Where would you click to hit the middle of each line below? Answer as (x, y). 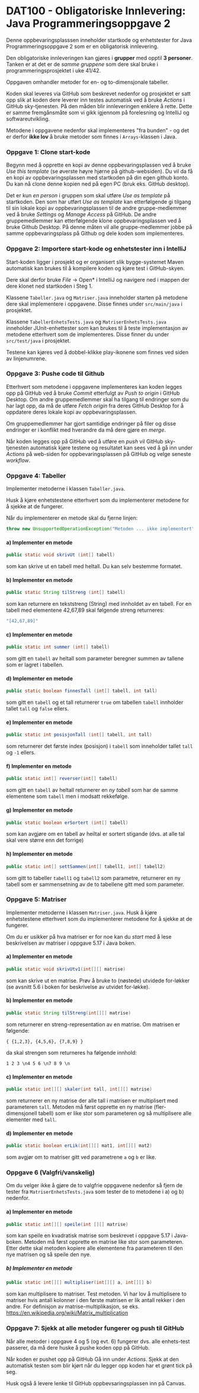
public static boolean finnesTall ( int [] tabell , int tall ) (82, 691)
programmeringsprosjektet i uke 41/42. (54, 70)
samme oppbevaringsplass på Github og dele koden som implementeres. (95, 234)
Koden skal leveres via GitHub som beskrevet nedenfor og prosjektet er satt (98, 93)
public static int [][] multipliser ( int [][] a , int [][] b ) (79, 1282)
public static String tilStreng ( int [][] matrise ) (69, 1013)
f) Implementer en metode (39, 766)
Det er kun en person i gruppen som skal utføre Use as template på (88, 196)
